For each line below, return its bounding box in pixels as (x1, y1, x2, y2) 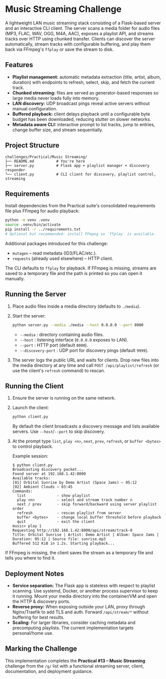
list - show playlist (17, 493, 91, 498)
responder (5, 168, 26, 172)
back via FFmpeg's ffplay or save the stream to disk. (5, 46, 114, 52)
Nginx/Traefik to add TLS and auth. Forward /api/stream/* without (12, 609, 149, 615)
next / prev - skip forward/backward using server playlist (17, 502, 157, 507)
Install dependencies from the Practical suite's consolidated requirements (5, 203, 156, 209)
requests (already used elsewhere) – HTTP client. (12, 255, 113, 261)
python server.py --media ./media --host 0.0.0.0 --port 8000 (12, 322, 144, 328)
